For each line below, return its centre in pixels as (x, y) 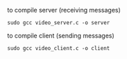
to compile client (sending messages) (61, 35)
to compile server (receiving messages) (64, 10)
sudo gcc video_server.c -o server (59, 23)
